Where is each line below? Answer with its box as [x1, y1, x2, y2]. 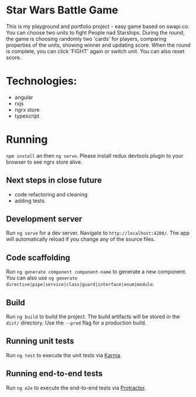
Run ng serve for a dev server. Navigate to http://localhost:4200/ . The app [6, 229, 190, 237]
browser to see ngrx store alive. [6, 158, 83, 165]
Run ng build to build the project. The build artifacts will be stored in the [6, 313, 180, 320]
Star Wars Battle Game [6, 4, 118, 17]
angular [14, 94, 33, 101]
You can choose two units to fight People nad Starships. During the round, [6, 29, 185, 36]
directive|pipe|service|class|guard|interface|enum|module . [6, 281, 154, 288]
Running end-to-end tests [6, 369, 103, 379]
